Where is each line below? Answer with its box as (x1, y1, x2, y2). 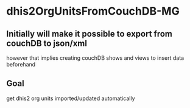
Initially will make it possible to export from (6, 29, 172, 39)
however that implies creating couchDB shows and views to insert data (6, 54, 185, 62)
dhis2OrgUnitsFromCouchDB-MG (6, 4, 180, 18)
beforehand (6, 61, 36, 68)
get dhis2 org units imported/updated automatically (6, 95, 135, 102)
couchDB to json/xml (6, 38, 87, 48)
